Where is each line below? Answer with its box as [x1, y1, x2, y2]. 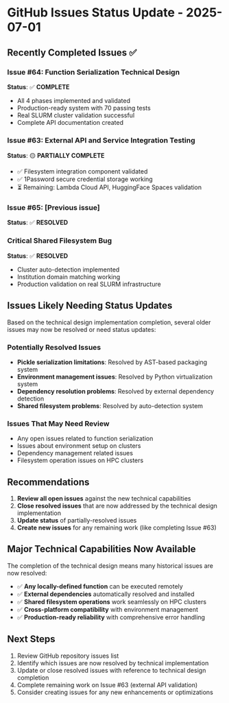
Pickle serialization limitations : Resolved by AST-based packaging [16, 358, 208, 366]
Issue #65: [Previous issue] [7, 203, 101, 213]
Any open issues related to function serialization [16, 434, 154, 443]
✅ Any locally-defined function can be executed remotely [16, 582, 183, 591]
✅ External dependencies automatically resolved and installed [16, 590, 195, 598]
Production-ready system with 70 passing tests [16, 104, 151, 112]
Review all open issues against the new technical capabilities [16, 494, 191, 502]
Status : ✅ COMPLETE [7, 82, 70, 91]
